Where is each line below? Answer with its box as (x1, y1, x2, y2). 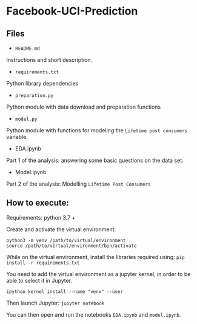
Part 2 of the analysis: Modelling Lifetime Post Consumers (6, 180, 151, 187)
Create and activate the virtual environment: (6, 226, 116, 233)
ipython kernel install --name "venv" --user (6, 288, 123, 295)
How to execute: (6, 198, 70, 208)
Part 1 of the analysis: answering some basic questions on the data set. (6, 157, 184, 164)
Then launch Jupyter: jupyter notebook (6, 299, 105, 306)
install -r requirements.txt (6, 260, 80, 266)
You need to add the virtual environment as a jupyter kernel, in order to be (6, 270, 191, 277)
